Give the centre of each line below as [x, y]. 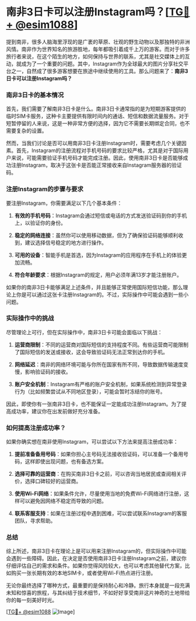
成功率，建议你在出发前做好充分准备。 [57, 411]
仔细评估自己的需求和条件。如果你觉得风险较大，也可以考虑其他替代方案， [95, 566]
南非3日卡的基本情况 [35, 95]
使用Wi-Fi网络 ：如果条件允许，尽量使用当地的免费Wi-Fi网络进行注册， [99, 494]
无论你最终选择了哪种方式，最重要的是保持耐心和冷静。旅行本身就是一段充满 [98, 585]
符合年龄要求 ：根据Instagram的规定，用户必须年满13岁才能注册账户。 [98, 275]
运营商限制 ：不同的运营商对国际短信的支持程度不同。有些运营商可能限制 [101, 344]
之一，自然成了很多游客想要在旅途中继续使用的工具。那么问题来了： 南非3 [99, 71]
